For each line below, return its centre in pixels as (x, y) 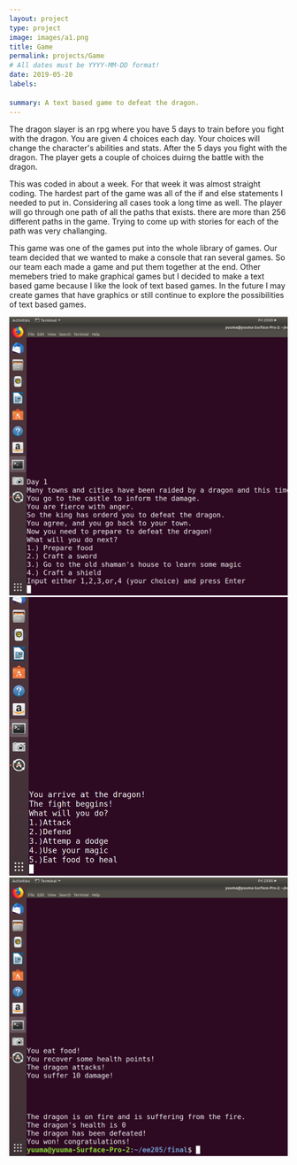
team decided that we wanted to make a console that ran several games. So (147, 257)
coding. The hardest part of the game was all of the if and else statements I (146, 193)
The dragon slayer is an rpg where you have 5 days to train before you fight (147, 129)
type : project (35, 28)
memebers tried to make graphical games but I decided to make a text (137, 276)
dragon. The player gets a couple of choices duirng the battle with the (137, 157)
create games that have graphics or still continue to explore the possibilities (147, 295)
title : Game (31, 47)
